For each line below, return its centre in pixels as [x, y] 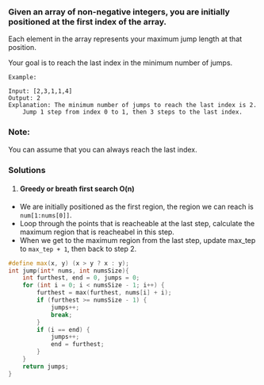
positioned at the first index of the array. [88, 21]
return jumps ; [46, 366]
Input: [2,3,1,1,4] [40, 91]
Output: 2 [25, 98]
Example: [23, 78]
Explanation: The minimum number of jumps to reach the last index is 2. [133, 106]
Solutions [27, 170]
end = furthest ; [77, 345]
